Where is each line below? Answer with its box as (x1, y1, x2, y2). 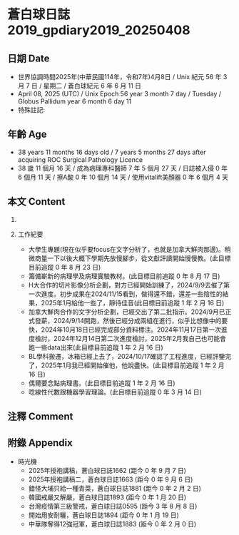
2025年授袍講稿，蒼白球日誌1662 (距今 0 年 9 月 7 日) (28, 466, 187, 474)
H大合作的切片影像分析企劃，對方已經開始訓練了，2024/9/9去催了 (28, 280, 224, 289)
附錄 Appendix (7, 437, 73, 449)
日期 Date (7, 52, 50, 64)
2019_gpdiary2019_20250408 (7, 22, 190, 39)
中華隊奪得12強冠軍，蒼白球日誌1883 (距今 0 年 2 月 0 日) (28, 519, 197, 528)
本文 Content (7, 195, 66, 208)
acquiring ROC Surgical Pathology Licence (17, 155, 143, 164)
